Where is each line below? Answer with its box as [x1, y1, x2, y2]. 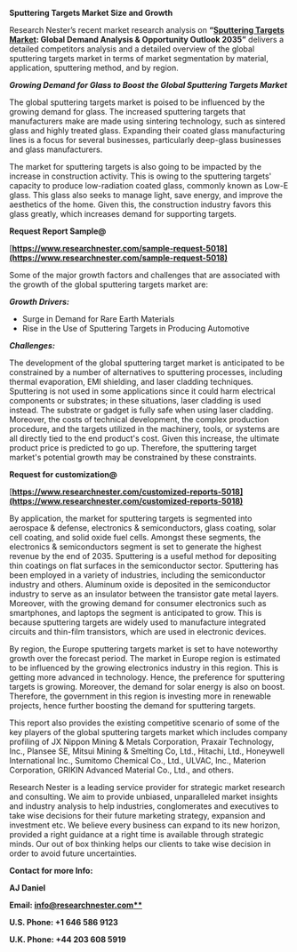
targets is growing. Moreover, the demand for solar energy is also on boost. [9, 682, 285, 692]
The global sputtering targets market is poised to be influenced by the [9, 97, 265, 108]
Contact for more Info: [9, 866, 93, 876]
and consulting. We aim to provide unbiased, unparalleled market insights [9, 791, 278, 802]
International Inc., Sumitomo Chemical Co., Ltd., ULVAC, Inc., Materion [9, 756, 267, 765]
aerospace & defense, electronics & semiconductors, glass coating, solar [9, 523, 277, 532]
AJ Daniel [9, 883, 46, 892]
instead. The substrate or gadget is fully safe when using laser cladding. [9, 404, 274, 415]
